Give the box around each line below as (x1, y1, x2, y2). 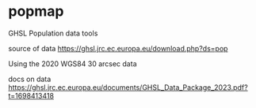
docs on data (8, 74, 52, 84)
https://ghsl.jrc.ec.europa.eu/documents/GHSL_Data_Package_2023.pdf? (8, 82, 248, 92)
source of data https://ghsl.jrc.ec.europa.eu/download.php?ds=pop (8, 43, 228, 53)
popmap (8, 2, 64, 20)
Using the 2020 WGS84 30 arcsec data (8, 58, 137, 69)
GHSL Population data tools (8, 28, 98, 38)
